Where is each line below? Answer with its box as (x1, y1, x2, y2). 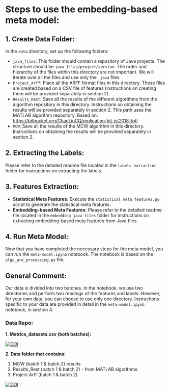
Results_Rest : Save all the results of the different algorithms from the (12, 96, 158, 102)
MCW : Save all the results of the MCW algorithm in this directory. (12, 123, 145, 129)
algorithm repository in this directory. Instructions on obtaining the (12, 101, 152, 108)
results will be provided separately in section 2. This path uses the (12, 107, 152, 113)
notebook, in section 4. (5, 307, 53, 313)
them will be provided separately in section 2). (12, 91, 110, 96)
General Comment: (5, 271, 67, 280)
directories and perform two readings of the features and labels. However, (5, 291, 161, 297)
